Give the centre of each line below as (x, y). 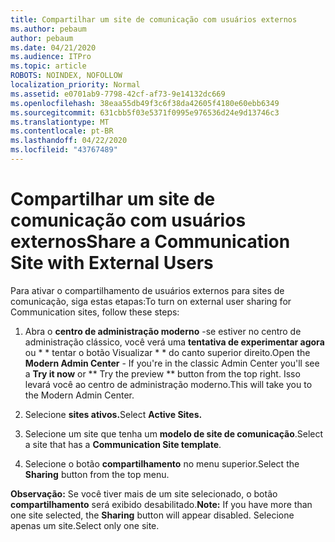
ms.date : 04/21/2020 (53, 47)
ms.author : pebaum (48, 29)
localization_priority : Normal (75, 85)
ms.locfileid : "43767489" (64, 150)
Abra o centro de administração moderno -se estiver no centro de (163, 331)
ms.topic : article (48, 66)
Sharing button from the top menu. (97, 474)
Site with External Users (112, 263)
